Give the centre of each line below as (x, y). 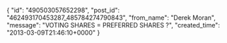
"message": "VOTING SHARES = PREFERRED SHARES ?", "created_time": (113, 25)
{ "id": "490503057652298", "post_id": (63, 10)
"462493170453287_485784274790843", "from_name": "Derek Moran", (111, 18)
